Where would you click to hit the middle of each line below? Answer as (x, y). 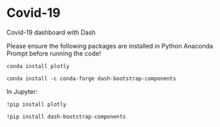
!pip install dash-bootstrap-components (67, 116)
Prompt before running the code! (54, 53)
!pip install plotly (37, 104)
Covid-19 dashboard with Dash (51, 32)
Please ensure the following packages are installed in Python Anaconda (110, 46)
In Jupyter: (22, 91)
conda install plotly (38, 66)
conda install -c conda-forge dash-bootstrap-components (91, 79)
